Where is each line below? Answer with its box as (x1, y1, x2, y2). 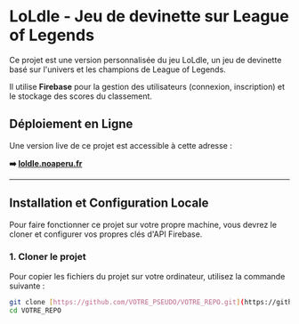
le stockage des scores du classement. (9, 91, 153, 101)
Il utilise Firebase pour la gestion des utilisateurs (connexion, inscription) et (9, 81, 285, 92)
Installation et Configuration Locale (9, 196, 209, 211)
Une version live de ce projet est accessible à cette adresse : (9, 140, 233, 150)
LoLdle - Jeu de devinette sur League (9, 6, 289, 27)
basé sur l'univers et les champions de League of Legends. (9, 64, 227, 75)
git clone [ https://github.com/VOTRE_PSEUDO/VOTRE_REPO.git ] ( (9, 297, 245, 306)
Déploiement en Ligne (9, 117, 133, 132)
